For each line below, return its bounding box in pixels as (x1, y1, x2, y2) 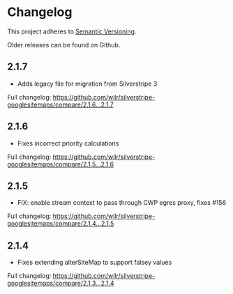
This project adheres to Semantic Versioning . (7, 27, 137, 36)
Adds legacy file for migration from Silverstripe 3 (17, 79, 158, 88)
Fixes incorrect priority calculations (17, 139, 119, 147)
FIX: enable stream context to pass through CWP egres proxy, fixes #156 (17, 199, 227, 207)
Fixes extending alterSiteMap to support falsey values (17, 258, 172, 267)
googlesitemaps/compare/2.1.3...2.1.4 (7, 279, 114, 288)
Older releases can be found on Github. (7, 40, 121, 49)
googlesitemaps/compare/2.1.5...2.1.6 (7, 160, 114, 168)
